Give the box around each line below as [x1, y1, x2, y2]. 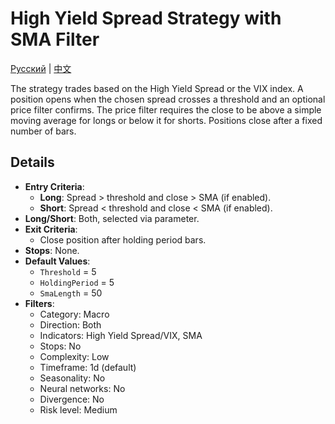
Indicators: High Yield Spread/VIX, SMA [39, 329, 203, 341]
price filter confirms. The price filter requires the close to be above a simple [10, 103, 322, 116]
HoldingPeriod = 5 [39, 276, 115, 288]
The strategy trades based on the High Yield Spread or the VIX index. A [10, 82, 304, 94]
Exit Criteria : [24, 223, 78, 235]
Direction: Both [39, 318, 102, 331]
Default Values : [24, 255, 91, 267]
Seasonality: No [39, 372, 106, 384]
